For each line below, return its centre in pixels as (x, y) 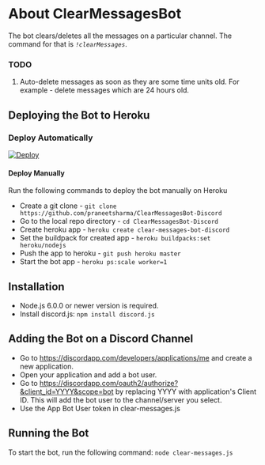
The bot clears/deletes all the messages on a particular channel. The (120, 36)
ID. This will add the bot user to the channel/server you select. (121, 399)
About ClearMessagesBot (95, 14)
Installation (36, 287)
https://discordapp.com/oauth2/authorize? (109, 383)
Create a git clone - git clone (68, 206)
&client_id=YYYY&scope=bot (66, 391)
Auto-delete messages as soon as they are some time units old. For (129, 82)
